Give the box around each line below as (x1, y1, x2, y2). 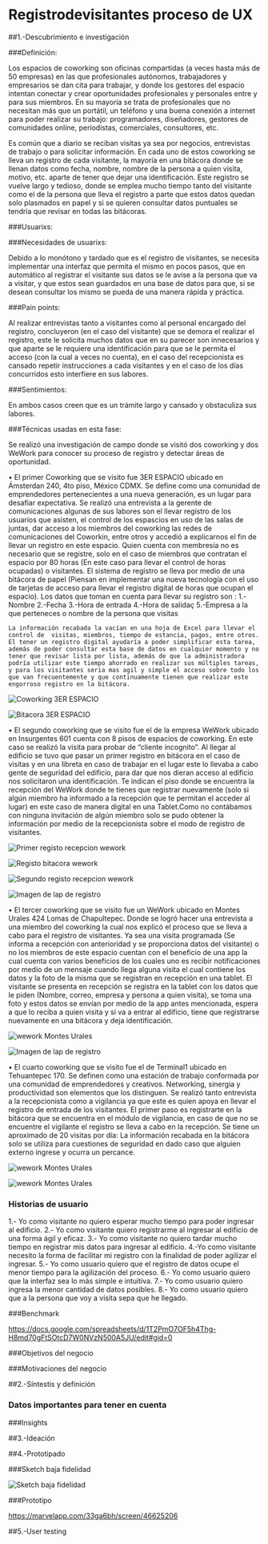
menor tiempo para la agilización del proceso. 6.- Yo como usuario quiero (8, 1268, 250, 1277)
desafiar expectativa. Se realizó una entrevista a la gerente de (8, 498, 212, 507)
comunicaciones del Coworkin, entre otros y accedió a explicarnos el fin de (8, 531, 258, 542)
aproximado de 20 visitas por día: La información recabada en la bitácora (8, 1130, 250, 1139)
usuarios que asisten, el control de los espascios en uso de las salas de (8, 514, 244, 524)
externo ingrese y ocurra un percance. (8, 1147, 136, 1157)
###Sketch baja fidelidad (8, 1464, 91, 1473)
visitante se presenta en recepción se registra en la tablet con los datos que (8, 982, 258, 991)
